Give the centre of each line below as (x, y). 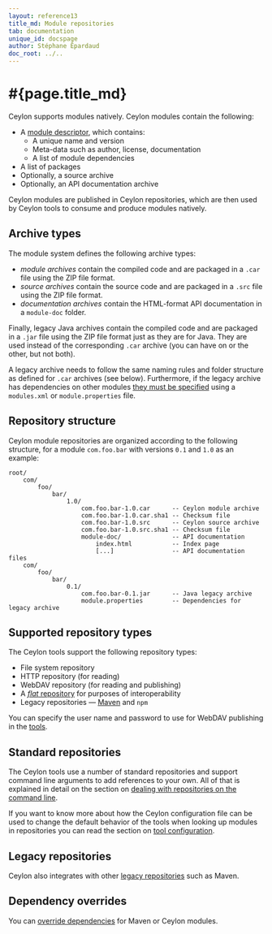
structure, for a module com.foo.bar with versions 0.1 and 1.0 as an (121, 449)
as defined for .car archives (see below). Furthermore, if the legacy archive (135, 378)
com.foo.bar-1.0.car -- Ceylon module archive (170, 508)
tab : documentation (41, 31)
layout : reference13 (43, 16)
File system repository (57, 668)
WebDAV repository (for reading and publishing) (100, 685)
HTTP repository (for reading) (70, 677)
